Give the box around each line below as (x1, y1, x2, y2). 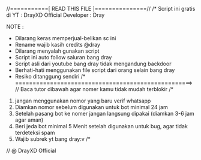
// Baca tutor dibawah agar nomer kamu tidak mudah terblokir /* (14, 86, 174, 92)
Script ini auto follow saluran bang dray (14, 54, 112, 61)
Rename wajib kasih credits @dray (14, 41, 101, 48)
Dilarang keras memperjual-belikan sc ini (14, 35, 116, 41)
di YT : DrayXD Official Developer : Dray (6, 11, 105, 19)
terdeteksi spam (14, 129, 55, 136)
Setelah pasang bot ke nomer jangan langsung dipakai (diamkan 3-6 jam (14, 110, 195, 117)
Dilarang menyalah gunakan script (14, 47, 100, 55)
